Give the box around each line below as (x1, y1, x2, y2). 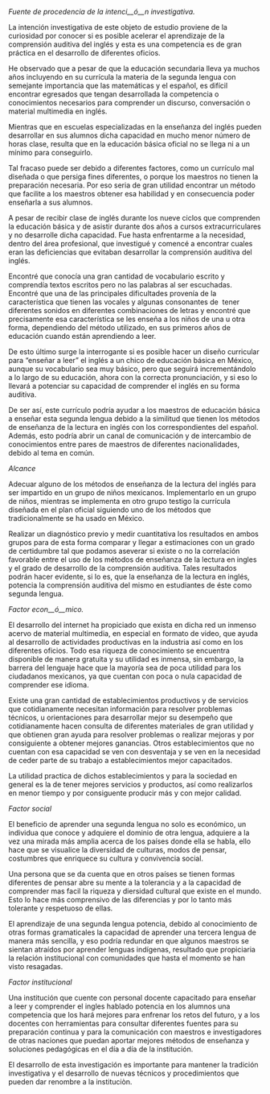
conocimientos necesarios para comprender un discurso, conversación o (8, 98, 251, 107)
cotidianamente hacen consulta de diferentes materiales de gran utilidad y (8, 721, 255, 731)
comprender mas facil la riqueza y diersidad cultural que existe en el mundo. (8, 886, 262, 896)
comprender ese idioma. (8, 680, 90, 689)
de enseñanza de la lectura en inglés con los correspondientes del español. (8, 423, 259, 431)
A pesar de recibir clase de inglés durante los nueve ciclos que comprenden (8, 213, 260, 222)
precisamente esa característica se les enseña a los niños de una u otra (8, 314, 246, 324)
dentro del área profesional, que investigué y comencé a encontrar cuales (8, 239, 253, 248)
